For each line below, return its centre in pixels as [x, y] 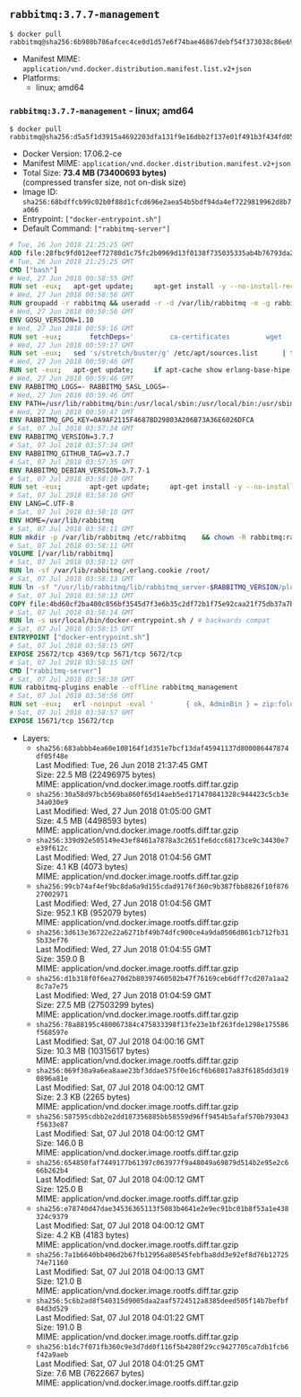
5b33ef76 [52, 940]
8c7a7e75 [52, 986]
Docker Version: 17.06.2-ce [72, 154]
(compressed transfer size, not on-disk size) [104, 182]
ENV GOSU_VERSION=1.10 [52, 320]
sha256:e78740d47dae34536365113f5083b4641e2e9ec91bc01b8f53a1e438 [162, 1208]
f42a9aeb [52, 1355]
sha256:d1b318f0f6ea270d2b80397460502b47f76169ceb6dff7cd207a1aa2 [162, 978]
